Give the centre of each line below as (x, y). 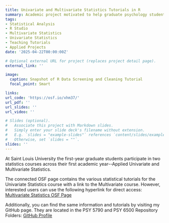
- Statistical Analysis (30, 24)
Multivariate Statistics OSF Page (38, 195)
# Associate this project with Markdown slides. (59, 126)
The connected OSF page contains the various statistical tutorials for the (80, 179)
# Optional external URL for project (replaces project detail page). (81, 61)
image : (12, 75)
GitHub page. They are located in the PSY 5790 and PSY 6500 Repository (81, 210)
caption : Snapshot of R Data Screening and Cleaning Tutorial (76, 79)
